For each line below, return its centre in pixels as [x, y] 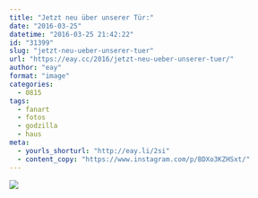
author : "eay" [36, 68]
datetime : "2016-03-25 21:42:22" [72, 34]
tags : [19, 101]
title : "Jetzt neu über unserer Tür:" [82, 17]
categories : [31, 84]
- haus [30, 134]
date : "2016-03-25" [46, 26]
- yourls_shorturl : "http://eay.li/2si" [94, 151]
